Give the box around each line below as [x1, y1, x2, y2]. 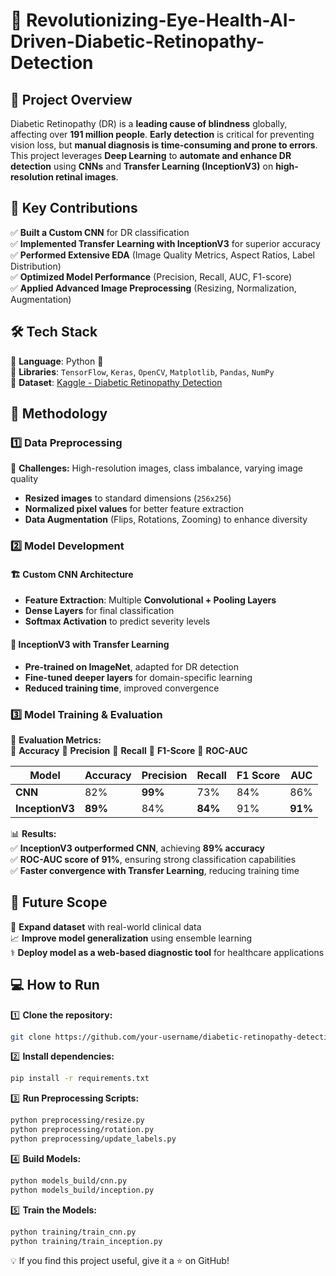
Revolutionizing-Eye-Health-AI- [26, 9, 297, 32]
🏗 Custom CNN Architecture [10, 568, 134, 580]
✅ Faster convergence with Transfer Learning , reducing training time [10, 864, 300, 876]
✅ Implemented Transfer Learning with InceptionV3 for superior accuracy [10, 237, 321, 249]
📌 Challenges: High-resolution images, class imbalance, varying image [10, 462, 303, 474]
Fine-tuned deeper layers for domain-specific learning [24, 671, 253, 683]
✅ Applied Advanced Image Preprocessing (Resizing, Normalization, [10, 282, 297, 294]
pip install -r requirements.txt [10, 1074, 150, 1084]
